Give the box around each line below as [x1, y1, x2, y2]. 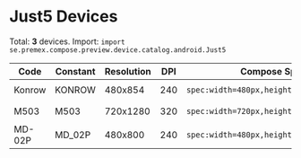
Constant [55, 65, 96, 77]
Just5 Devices [9, 6, 118, 27]
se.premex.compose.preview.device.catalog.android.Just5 [9, 45, 227, 55]
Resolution [104, 65, 152, 77]
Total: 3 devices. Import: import [9, 36, 125, 47]
